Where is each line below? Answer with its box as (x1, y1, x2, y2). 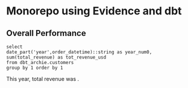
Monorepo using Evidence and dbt (6, 4, 182, 18)
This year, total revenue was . (6, 75, 80, 82)
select (6, 44, 23, 50)
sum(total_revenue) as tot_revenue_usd (6, 54, 107, 60)
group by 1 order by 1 (6, 65, 63, 71)
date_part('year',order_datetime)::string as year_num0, (6, 49, 152, 55)
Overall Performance (6, 28, 86, 38)
